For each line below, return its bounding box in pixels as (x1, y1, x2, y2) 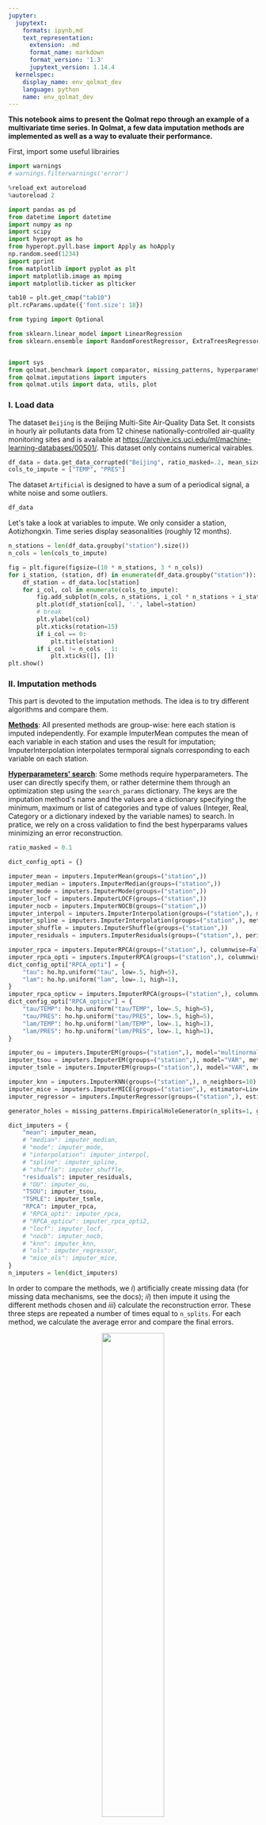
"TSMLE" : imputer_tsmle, (22, 1195, 104, 1203)
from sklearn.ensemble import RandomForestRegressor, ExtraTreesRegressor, (8, 337, 264, 345)
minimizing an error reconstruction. (8, 828, 123, 838)
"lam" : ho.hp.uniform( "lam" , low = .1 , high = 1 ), (22, 975, 179, 983)
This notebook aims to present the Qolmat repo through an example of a (8, 114, 249, 124)
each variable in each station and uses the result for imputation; (8, 737, 216, 747)
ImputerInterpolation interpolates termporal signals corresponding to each (8, 746, 250, 755)
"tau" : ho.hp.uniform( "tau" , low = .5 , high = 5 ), (22, 968, 179, 976)
